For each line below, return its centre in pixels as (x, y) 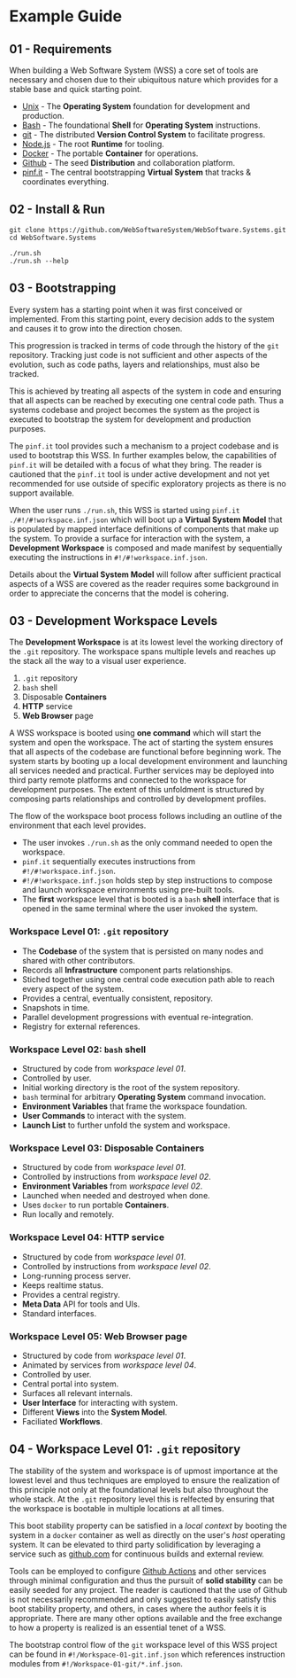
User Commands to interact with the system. (104, 1116)
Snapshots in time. (56, 1007)
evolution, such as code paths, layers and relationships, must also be (135, 364)
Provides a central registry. (71, 1294)
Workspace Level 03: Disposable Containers (107, 1148)
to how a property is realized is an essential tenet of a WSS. (118, 1627)
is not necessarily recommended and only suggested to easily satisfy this (143, 1599)
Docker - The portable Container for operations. (110, 153)
